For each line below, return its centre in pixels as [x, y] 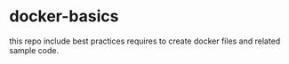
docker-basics [64, 16]
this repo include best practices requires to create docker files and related [145, 41]
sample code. [34, 50]
